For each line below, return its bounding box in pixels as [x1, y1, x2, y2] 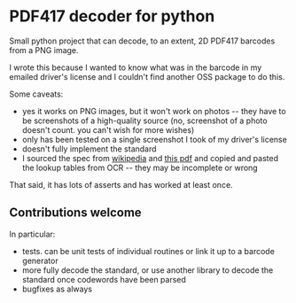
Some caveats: [9, 89, 64, 99]
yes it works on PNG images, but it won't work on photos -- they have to [21, 105, 286, 116]
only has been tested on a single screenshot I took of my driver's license [21, 134, 288, 144]
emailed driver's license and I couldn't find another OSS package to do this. [9, 71, 285, 82]
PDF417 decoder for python [9, 6, 215, 27]
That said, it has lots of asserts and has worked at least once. [9, 179, 233, 190]
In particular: [9, 229, 56, 239]
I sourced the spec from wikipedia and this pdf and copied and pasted [21, 152, 279, 163]
